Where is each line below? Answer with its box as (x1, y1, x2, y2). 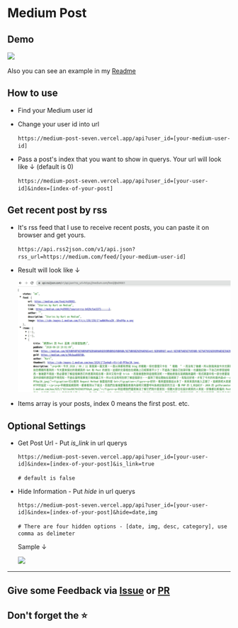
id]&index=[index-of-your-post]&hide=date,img (17, 509, 158, 516)
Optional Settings (7, 420, 86, 432)
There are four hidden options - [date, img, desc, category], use (24, 523, 228, 530)
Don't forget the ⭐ (7, 609, 88, 622)
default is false (24, 475, 76, 482)
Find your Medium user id (17, 106, 93, 114)
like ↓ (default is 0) (17, 162, 74, 171)
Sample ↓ (17, 543, 47, 551)
